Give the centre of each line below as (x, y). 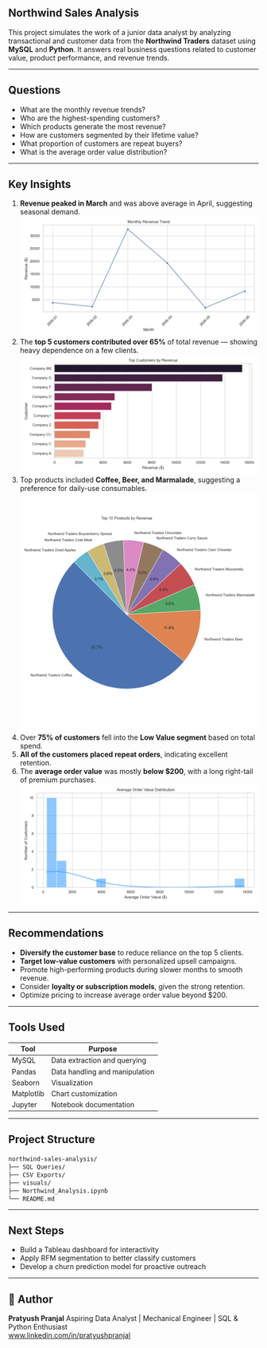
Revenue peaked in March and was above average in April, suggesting (136, 203)
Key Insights (40, 185)
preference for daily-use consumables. (83, 488)
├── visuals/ (30, 1183)
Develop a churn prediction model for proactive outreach (113, 1267)
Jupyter (24, 1105)
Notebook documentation (93, 1105)
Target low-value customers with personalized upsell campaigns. (128, 961)
